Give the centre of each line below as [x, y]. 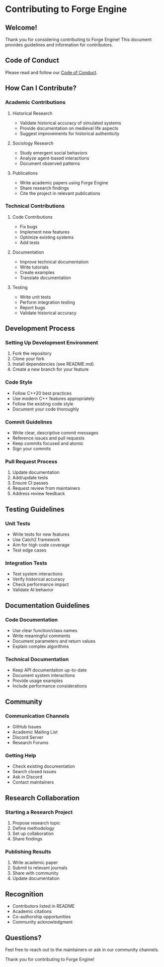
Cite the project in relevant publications [60, 193]
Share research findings [44, 188]
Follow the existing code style [43, 404]
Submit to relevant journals [40, 868]
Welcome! [21, 28]
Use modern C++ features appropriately [53, 398]
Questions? [23, 938]
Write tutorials [34, 267]
